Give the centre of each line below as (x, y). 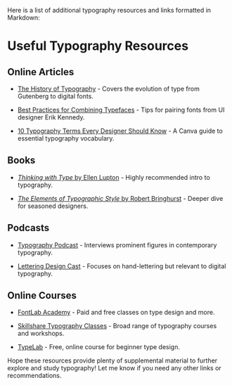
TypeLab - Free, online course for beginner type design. (99, 347)
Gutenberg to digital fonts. (55, 96)
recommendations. (34, 376)
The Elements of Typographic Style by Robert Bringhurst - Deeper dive (120, 198)
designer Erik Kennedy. (51, 117)
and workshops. (41, 334)
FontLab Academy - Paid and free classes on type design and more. (116, 313)
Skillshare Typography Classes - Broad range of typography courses (117, 326)
